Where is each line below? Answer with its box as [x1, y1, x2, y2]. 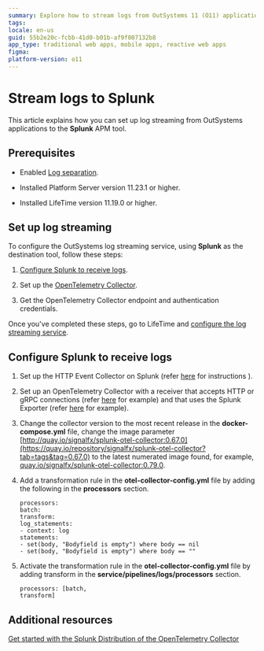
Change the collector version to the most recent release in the [19, 419, 221, 428]
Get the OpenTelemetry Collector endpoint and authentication [19, 296, 220, 305]
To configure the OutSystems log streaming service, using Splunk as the [8, 242, 244, 251]
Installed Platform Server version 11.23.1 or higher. [19, 183, 181, 192]
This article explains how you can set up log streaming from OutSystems [8, 115, 244, 124]
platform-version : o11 [8, 56, 82, 64]
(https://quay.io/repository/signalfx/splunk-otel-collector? [19, 444, 207, 453]
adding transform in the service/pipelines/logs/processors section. [19, 570, 241, 579]
